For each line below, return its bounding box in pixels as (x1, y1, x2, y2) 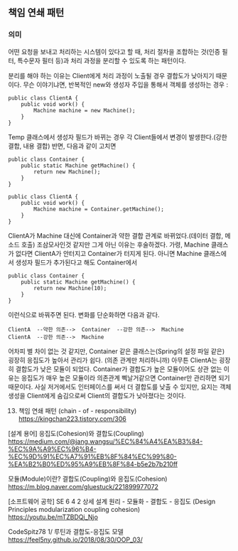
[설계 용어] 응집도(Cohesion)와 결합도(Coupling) (8, 429, 144, 437)
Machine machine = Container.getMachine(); (33, 205, 164, 213)
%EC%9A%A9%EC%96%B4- (8, 444, 97, 453)
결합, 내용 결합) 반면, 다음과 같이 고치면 (8, 141, 117, 150)
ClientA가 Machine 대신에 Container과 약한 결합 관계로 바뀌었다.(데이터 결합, (8, 231, 223, 240)
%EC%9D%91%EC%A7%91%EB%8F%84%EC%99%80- (8, 452, 177, 461)
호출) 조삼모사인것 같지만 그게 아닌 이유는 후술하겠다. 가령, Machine (21, 240, 210, 249)
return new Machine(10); (33, 284, 107, 291)
